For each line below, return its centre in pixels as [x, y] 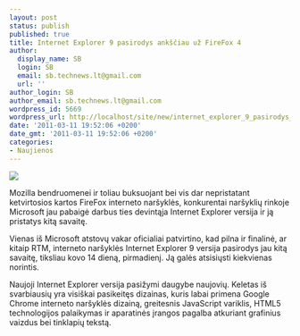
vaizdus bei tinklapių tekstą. [60, 322]
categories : [31, 142]
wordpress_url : [37, 117]
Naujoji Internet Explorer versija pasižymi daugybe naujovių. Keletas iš [138, 284]
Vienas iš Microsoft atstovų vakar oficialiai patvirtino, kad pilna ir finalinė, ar [148, 239]
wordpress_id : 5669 [46, 109]
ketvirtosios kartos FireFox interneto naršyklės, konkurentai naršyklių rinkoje [150, 202]
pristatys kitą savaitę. [48, 221]
